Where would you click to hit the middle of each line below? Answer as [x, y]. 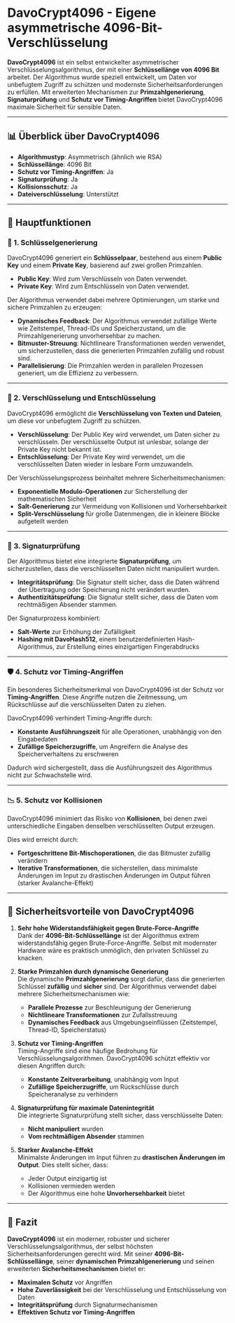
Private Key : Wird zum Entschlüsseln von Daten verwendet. [104, 286]
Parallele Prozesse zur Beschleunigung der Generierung [109, 1007]
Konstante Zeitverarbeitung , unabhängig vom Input [103, 1080]
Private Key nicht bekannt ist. [59, 449]
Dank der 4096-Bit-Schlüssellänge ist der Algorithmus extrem [108, 936]
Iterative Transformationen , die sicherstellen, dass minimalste [107, 868]
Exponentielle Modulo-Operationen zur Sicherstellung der [102, 491]
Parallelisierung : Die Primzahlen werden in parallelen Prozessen [110, 365]
